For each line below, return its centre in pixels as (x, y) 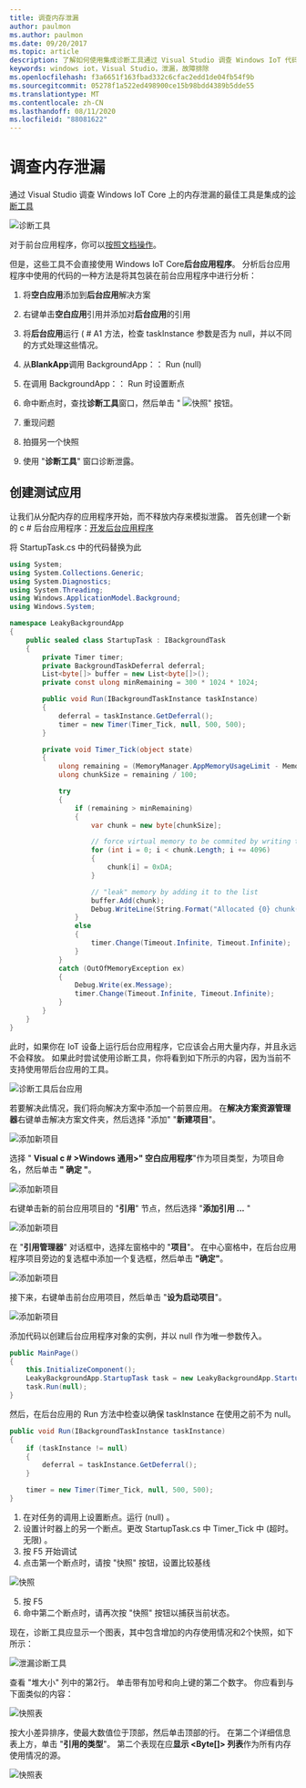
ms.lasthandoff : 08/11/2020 (63, 111)
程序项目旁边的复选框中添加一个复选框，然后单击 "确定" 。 (119, 1258)
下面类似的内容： (41, 1693)
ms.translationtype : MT (55, 94)
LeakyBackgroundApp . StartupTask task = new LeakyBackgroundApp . (150, 1379)
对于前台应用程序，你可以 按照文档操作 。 (85, 245)
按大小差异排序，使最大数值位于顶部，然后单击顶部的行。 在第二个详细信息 (150, 1732)
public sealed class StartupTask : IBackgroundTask (126, 640)
